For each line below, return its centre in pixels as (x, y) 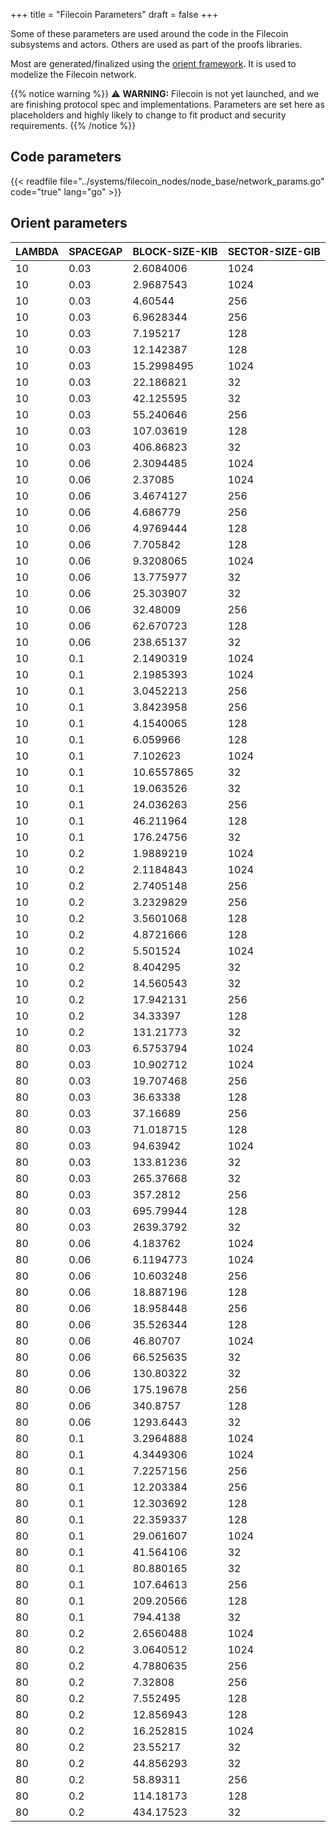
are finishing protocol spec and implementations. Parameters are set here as (167, 104)
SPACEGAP (95, 251)
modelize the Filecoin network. (73, 74)
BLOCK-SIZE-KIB (175, 251)
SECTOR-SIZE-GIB (274, 251)
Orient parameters (69, 223)
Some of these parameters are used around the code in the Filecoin (149, 33)
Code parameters (66, 157)
